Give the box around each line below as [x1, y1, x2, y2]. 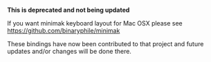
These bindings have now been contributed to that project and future [7, 40, 204, 48]
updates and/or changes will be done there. [7, 48, 131, 55]
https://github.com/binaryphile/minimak [7, 27, 120, 34]
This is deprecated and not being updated [7, 6, 130, 14]
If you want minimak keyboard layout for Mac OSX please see [7, 19, 183, 27]
